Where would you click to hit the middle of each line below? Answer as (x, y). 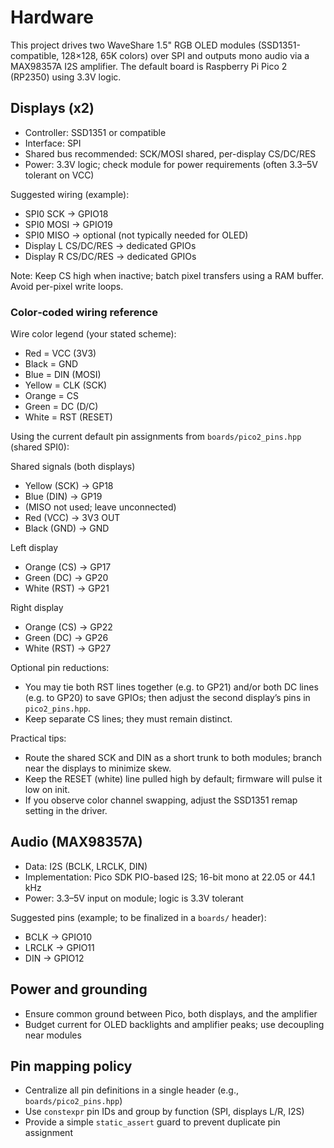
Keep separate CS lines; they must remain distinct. (128, 719)
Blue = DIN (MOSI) (63, 375)
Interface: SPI (53, 143)
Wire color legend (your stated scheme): (93, 334)
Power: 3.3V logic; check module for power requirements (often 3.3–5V (171, 164)
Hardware (52, 17)
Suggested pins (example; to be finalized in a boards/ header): (138, 917)
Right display (37, 608)
